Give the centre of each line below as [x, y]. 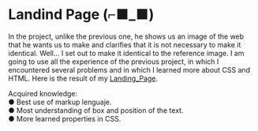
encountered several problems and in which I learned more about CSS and [129, 69]
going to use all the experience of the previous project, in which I [114, 62]
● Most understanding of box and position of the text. [96, 110]
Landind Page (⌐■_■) [81, 15]
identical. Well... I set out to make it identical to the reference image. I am [126, 53]
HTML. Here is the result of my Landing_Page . [83, 78]
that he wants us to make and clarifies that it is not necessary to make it [125, 44]
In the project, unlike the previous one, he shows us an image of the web [126, 36]
